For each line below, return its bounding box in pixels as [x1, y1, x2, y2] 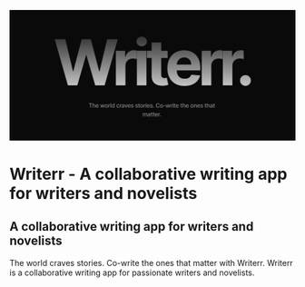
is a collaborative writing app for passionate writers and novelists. [9, 267, 255, 278]
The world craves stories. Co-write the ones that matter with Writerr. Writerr [9, 257, 293, 268]
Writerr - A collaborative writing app [9, 164, 288, 184]
